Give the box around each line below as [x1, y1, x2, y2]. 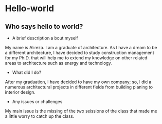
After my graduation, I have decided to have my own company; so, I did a [5, 79, 152, 85]
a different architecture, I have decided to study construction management [5, 50, 154, 55]
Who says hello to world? [5, 22, 83, 31]
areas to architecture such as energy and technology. [5, 60, 112, 66]
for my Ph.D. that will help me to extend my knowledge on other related [5, 55, 147, 61]
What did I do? [12, 70, 41, 75]
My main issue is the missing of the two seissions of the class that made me [5, 108, 157, 114]
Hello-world [5, 3, 54, 14]
